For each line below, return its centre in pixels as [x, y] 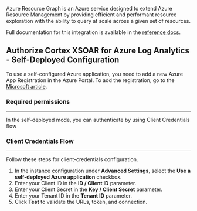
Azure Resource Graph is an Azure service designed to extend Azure [89, 8]
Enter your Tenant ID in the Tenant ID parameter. [73, 196]
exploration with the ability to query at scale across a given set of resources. [98, 21]
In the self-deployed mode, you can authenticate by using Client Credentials [98, 120]
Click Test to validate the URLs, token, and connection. [81, 202]
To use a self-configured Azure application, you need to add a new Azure [95, 74]
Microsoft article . [27, 86]
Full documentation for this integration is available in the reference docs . [93, 32]
